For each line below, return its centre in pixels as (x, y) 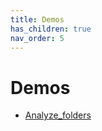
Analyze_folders (58, 115)
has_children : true (51, 29)
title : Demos (37, 19)
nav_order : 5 (37, 38)
